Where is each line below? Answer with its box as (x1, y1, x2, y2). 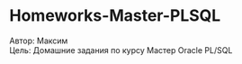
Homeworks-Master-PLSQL (9, 5, 221, 26)
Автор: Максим (9, 35, 68, 46)
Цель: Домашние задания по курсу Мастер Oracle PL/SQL (9, 44, 233, 55)
